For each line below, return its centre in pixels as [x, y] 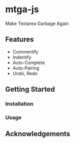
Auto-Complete [29, 63]
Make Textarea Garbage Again [37, 23]
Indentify [22, 57]
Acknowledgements [38, 134]
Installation [20, 104]
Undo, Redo [25, 73]
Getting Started [30, 89]
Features [20, 39]
